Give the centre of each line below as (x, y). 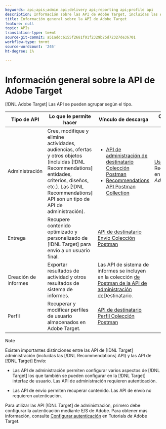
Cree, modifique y (68, 131)
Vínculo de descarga (124, 119)
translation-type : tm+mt (31, 33)
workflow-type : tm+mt (27, 42)
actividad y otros (67, 277)
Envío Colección (116, 238)
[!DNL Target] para (69, 244)
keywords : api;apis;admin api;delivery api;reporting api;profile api (79, 10)
